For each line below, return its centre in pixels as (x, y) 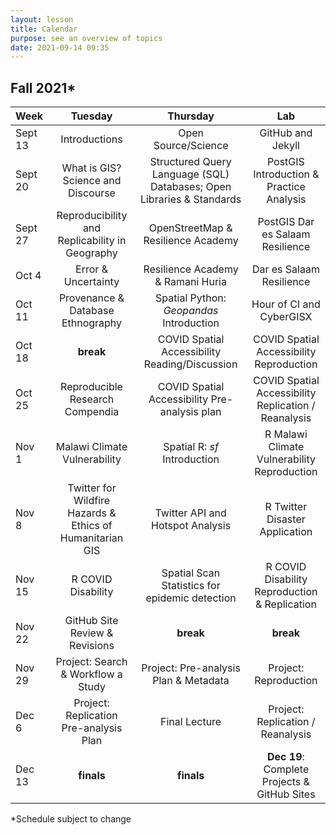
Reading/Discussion (190, 364)
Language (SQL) (190, 174)
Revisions (92, 646)
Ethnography (92, 323)
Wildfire (92, 501)
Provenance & (91, 298)
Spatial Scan (191, 573)
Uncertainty (91, 282)
